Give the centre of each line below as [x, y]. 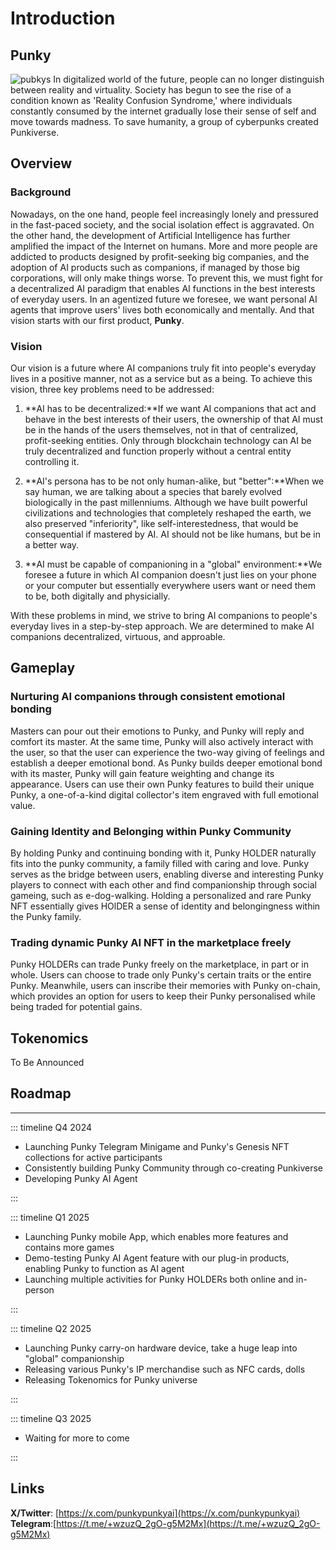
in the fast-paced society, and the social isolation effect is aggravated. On [162, 224]
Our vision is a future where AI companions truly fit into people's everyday [163, 368]
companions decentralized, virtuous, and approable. [118, 636]
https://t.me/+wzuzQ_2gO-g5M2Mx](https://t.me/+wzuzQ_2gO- [188, 1523]
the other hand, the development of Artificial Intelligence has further [150, 235]
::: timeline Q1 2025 [50, 1217]
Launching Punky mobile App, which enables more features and [156, 1236]
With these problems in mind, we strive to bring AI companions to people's [164, 615]
